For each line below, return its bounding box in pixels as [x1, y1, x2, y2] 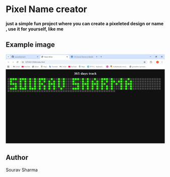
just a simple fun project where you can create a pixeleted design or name [6, 20, 164, 26]
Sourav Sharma [6, 166, 38, 172]
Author [6, 153, 28, 162]
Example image [6, 40, 55, 49]
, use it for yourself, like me [6, 26, 64, 32]
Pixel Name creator [6, 4, 87, 15]
